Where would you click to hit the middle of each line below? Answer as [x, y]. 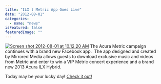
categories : [17, 19]
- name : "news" [25, 23]
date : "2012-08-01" [25, 14]
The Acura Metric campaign [118, 46]
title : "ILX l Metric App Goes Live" [43, 10]
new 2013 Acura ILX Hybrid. [33, 67]
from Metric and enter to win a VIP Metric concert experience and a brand [80, 62]
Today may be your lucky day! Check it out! [49, 76]
